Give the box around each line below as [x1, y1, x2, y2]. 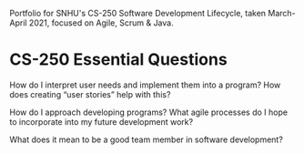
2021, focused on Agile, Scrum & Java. [28, 17, 175, 28]
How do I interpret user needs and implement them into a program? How [9, 79, 281, 90]
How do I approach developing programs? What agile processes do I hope [9, 107, 289, 118]
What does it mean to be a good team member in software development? [9, 134, 284, 145]
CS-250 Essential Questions [9, 49, 228, 70]
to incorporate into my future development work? [9, 116, 194, 127]
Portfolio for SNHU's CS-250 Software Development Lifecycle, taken [9, 8, 267, 18]
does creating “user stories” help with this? [9, 88, 171, 99]
